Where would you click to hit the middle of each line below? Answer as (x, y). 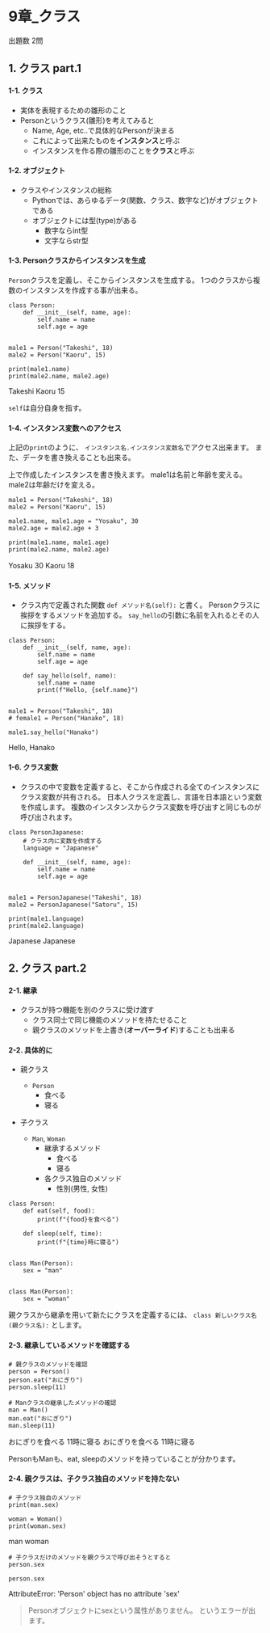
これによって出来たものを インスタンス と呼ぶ (106, 140)
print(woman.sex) (37, 1526)
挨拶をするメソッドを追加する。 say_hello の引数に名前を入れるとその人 (139, 615)
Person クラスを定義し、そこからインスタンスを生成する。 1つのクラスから (131, 280)
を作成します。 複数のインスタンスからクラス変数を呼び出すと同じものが (141, 807)
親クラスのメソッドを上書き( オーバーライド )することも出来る (133, 1030)
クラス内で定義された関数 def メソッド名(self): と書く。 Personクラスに (140, 605)
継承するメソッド (73, 1148)
